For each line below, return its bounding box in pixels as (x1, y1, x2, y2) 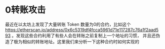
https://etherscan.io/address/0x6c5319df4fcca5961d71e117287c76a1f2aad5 (5, 27, 159, 33)
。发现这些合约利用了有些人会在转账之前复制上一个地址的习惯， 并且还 (11, 33, 156, 38)
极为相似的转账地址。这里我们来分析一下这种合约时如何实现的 (13, 38, 139, 44)
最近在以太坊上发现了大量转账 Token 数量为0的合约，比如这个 (5, 21, 131, 27)
